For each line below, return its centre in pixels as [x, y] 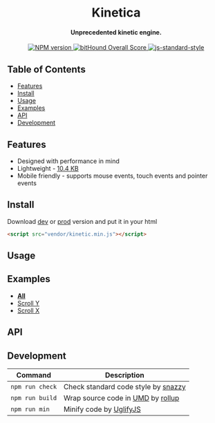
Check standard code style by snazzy [124, 387]
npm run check [34, 387]
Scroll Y [28, 303]
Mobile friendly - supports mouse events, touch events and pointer [112, 176]
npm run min [30, 410]
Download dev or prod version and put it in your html [82, 221]
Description [124, 375]
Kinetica [116, 13]
